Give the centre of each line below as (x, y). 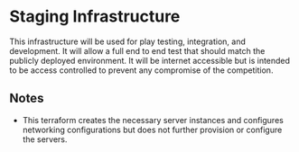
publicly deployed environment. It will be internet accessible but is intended (150, 60)
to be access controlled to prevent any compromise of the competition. (141, 70)
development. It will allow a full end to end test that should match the (137, 50)
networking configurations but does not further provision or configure (152, 130)
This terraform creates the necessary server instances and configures (153, 120)
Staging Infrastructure (95, 17)
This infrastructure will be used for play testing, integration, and (127, 41)
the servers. (45, 139)
